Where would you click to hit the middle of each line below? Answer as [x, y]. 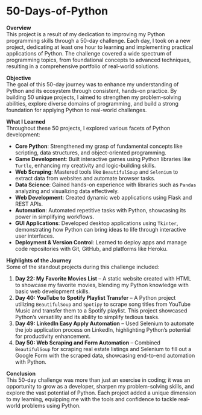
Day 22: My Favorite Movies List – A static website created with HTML [103, 278]
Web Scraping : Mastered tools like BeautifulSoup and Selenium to [96, 172]
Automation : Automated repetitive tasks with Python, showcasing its [100, 210]
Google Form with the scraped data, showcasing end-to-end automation [105, 355]
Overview [19, 28]
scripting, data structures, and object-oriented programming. [91, 153]
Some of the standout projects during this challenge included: [83, 267]
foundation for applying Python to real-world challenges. [77, 110]
